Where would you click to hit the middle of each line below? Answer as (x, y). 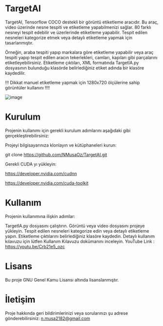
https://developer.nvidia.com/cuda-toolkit (47, 183)
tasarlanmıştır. (19, 43)
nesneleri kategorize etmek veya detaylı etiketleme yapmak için (69, 38)
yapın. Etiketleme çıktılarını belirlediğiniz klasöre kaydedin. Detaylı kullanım (80, 236)
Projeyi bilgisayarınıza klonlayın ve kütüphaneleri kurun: (61, 145)
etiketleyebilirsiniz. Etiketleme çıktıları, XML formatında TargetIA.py (72, 63)
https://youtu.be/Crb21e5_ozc (35, 246)
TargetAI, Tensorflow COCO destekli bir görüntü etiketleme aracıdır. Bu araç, (82, 22)
